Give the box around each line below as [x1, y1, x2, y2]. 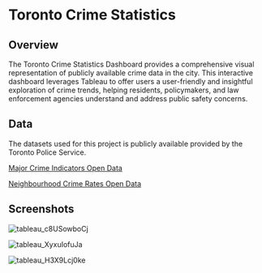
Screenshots [8, 203, 75, 216]
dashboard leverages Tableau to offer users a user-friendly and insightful [8, 77, 253, 86]
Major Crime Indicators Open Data [8, 163, 123, 173]
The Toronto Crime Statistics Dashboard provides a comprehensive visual [8, 59, 255, 69]
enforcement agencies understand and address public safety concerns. [8, 94, 248, 103]
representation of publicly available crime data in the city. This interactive [8, 68, 254, 78]
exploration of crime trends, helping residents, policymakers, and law [8, 85, 239, 95]
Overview [8, 38, 59, 52]
